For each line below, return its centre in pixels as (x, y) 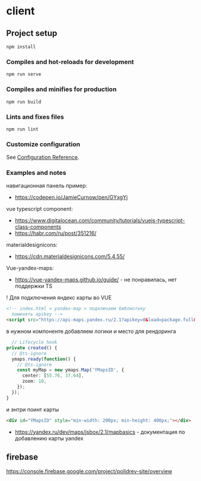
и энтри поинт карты (33, 409)
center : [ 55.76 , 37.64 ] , (53, 376)
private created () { (32, 348)
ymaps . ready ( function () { (44, 359)
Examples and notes (36, 173)
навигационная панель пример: (47, 186)
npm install (21, 47)
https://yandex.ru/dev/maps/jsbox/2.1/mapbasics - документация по (100, 432)
